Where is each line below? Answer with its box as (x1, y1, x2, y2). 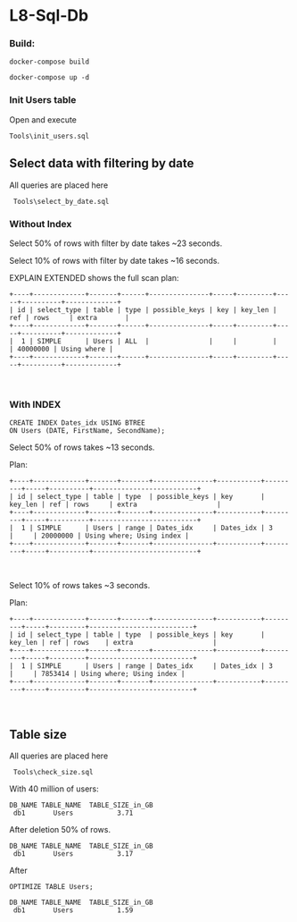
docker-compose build (9, 57, 90, 67)
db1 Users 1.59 (12, 906, 134, 915)
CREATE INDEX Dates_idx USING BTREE (9, 419, 145, 427)
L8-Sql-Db (9, 5, 89, 26)
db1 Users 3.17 (12, 850, 134, 859)
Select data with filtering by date (9, 156, 194, 171)
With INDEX (9, 398, 62, 410)
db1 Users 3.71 (12, 808, 134, 817)
